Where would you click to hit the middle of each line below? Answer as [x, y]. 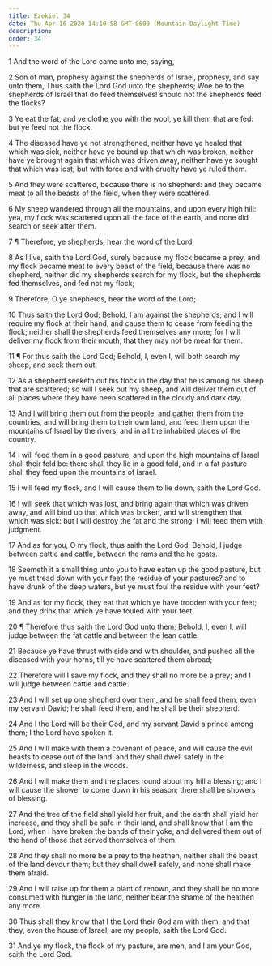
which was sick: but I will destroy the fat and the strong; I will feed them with [136, 521]
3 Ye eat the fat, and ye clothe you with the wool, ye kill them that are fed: [131, 119]
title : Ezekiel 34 [39, 16]
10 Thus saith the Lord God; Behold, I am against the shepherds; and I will [131, 315]
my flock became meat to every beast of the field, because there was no [130, 266]
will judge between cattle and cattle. [69, 684]
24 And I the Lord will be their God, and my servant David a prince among [131, 724]
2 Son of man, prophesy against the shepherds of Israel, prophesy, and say [134, 77]
